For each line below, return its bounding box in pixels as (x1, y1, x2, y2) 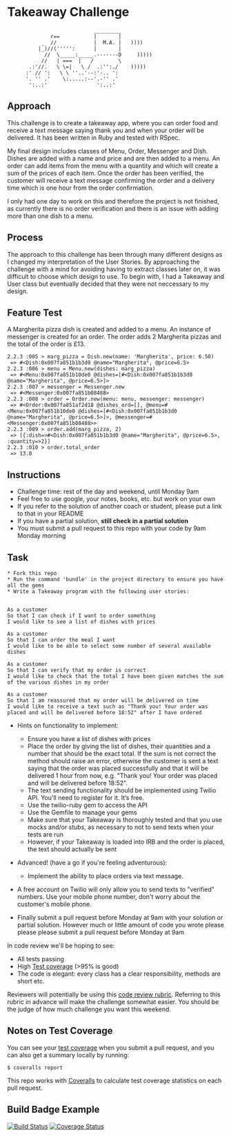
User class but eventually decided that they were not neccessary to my (7, 280, 209, 288)
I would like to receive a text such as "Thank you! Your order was (7, 703, 208, 710)
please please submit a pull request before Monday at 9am (17, 928, 185, 936)
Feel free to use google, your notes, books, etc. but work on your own (17, 495, 216, 503)
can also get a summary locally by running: (7, 1050, 130, 1059)
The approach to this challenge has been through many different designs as (7, 250, 223, 258)
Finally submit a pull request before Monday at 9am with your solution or (17, 913, 223, 921)
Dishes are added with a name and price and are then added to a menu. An (7, 154, 221, 163)
